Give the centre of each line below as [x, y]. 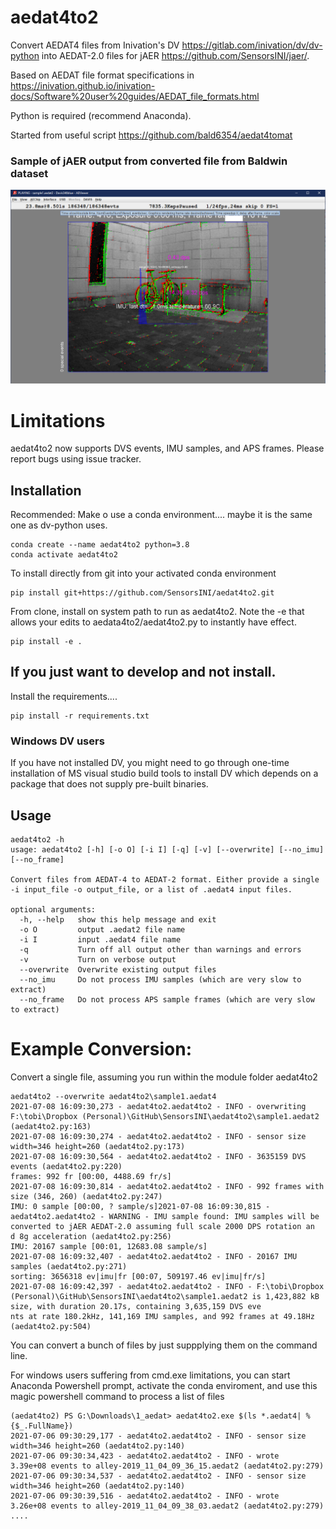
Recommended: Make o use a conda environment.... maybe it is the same [161, 515]
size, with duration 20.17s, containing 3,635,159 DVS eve [136, 1306]
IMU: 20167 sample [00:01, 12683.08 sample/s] [109, 1246]
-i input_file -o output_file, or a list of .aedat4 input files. [151, 889]
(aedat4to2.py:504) [51, 1326]
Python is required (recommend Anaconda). [101, 115]
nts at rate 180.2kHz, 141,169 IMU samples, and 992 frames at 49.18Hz [162, 1316]
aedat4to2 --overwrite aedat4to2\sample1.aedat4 [113, 1096]
